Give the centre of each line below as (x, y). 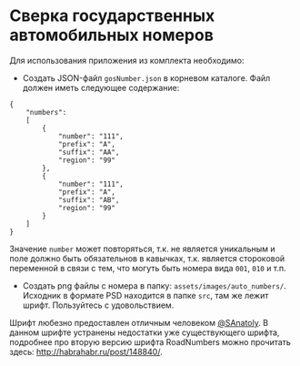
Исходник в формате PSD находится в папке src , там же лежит (145, 295)
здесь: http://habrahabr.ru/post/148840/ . (86, 351)
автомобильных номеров (111, 35)
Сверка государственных (112, 16)
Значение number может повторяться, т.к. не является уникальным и (142, 249)
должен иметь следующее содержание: (101, 87)
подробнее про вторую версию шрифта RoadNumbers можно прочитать (150, 341)
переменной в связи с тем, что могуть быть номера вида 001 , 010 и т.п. (148, 268)
